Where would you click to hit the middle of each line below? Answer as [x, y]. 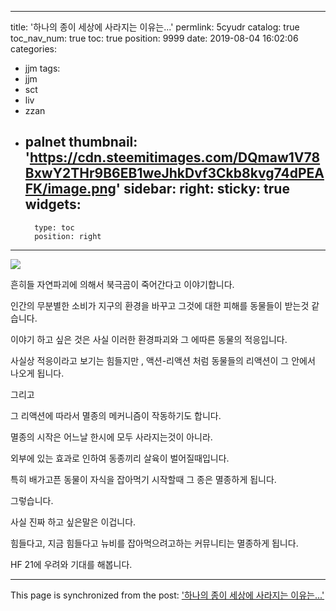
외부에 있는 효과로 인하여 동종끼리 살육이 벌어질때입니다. [120, 458]
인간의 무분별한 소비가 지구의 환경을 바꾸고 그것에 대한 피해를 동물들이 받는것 [160, 305]
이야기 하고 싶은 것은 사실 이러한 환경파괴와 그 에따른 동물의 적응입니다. [149, 339]
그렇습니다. [32, 500]
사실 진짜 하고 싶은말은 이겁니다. [73, 522]
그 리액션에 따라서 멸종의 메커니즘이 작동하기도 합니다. [116, 415]
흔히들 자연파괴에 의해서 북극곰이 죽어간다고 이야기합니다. [122, 284]
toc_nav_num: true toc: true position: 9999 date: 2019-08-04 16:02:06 [154, 38]
